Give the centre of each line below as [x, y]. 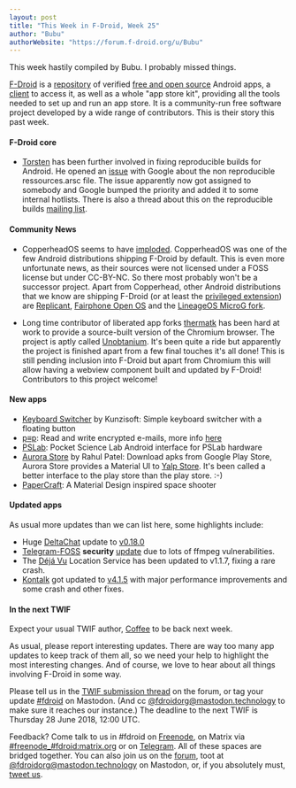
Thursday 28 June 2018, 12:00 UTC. [75, 720]
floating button [49, 428]
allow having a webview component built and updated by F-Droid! [142, 369]
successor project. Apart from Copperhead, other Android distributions [151, 286]
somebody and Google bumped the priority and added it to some [140, 190]
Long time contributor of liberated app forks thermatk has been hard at [151, 322]
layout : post [33, 17]
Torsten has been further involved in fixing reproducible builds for [142, 162]
